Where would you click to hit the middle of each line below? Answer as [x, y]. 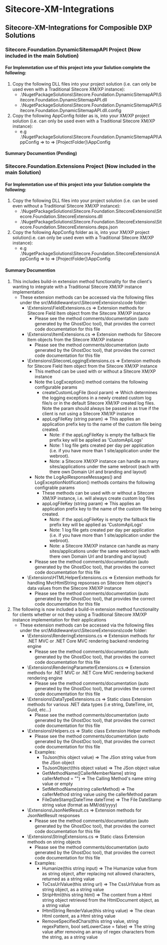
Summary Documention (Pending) [41, 153]
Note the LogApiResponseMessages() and [78, 477]
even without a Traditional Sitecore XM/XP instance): [66, 206]
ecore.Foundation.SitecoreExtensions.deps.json [69, 227]
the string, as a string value [70, 937]
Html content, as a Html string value [79, 916]
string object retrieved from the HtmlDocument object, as [101, 900]
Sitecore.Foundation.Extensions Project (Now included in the [80, 166]
